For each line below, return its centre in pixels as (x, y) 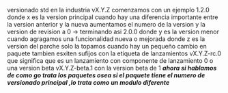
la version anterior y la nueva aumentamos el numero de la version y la (106, 24)
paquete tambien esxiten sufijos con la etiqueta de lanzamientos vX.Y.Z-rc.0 (114, 53)
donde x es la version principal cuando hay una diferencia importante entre (113, 17)
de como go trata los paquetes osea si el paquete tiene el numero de (106, 75)
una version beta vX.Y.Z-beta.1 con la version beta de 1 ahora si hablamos (112, 68)
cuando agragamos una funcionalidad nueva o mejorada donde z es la (106, 39)
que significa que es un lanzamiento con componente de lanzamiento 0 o (110, 61)
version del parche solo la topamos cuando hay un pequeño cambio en (107, 46)
